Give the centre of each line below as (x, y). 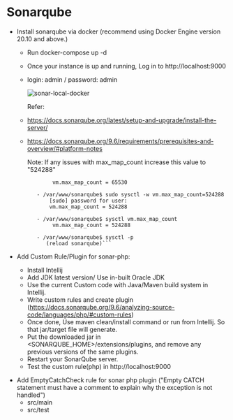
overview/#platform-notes (65, 148)
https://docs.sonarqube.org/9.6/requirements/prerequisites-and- (120, 141)
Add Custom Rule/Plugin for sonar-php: (73, 256)
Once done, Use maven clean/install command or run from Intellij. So (126, 321)
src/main (40, 402)
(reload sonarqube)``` (79, 243)
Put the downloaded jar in (64, 337)
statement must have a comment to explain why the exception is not (114, 387)
